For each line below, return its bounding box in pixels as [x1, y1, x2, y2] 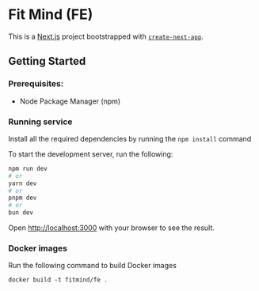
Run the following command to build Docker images [8, 261, 177, 270]
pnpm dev [8, 194, 37, 202]
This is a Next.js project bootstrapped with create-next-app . [8, 32, 204, 41]
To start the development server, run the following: [8, 149, 173, 159]
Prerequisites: [8, 78, 64, 89]
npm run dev [8, 164, 48, 172]
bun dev [8, 209, 34, 217]
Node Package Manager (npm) [19, 96, 121, 106]
